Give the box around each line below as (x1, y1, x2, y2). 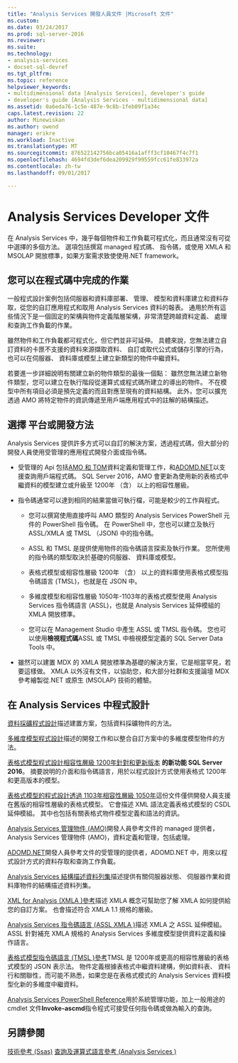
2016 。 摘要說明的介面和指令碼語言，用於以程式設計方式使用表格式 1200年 (7, 767, 227, 775)
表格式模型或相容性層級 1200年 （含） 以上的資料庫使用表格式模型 (28, 568, 222, 577)
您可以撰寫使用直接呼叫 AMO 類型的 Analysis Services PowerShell (28, 511, 222, 520)
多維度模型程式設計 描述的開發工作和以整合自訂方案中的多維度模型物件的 (7, 735, 219, 742)
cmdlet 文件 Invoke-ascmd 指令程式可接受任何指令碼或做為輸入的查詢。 (7, 1004, 216, 1012)
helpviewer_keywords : (7, 83, 72, 90)
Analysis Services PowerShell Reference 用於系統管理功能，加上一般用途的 (7, 995, 225, 1003)
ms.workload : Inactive (7, 136, 75, 143)
